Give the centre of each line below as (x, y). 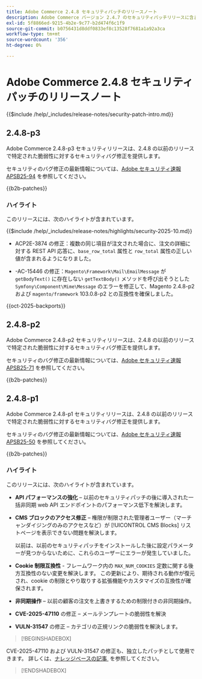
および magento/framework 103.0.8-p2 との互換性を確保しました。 (96, 294)
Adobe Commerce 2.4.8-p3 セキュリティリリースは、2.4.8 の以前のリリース (100, 148)
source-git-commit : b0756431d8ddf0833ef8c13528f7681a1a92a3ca (86, 29)
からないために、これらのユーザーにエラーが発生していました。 (115, 553)
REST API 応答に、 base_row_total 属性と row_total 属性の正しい (112, 251)
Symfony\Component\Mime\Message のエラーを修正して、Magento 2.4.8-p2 (105, 286)
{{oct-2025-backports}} (36, 306)
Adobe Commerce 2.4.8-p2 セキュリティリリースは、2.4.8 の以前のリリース (100, 339)
